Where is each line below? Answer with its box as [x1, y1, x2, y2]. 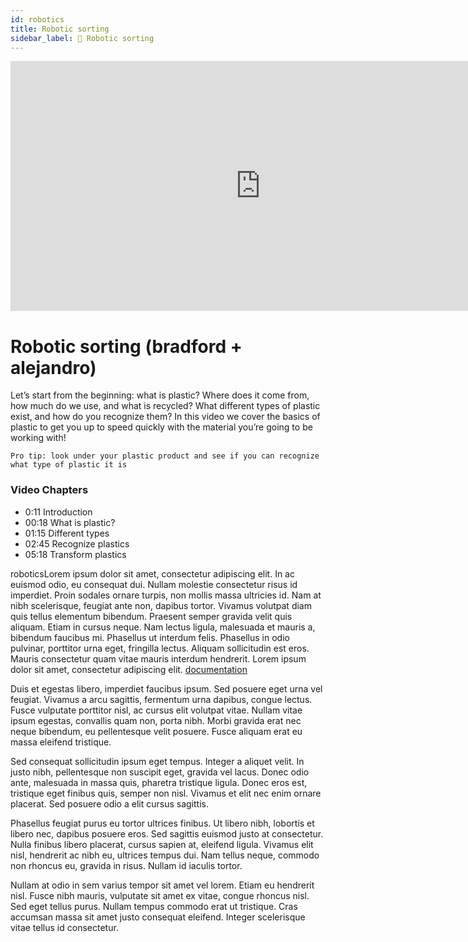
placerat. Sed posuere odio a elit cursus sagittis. [10, 797, 209, 810]
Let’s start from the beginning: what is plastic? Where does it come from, [10, 389, 310, 401]
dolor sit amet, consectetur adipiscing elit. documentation [10, 663, 248, 675]
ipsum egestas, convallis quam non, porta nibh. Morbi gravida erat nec [10, 714, 302, 726]
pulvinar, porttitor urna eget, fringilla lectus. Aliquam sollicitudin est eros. [10, 642, 310, 654]
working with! [10, 432, 67, 444]
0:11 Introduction [24, 506, 93, 518]
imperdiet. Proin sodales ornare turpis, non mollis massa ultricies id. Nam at [10, 589, 322, 601]
